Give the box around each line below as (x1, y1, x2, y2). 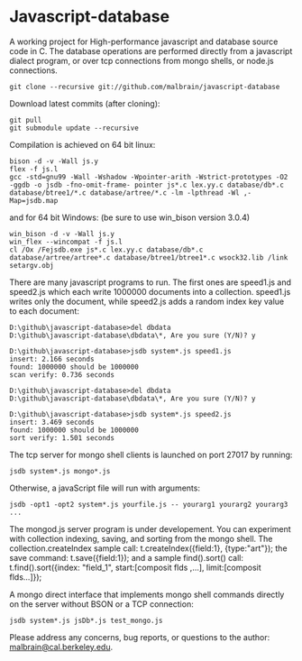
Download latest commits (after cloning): (9, 97, 160, 109)
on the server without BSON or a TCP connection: (9, 598, 194, 610)
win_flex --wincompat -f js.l (9, 237, 124, 246)
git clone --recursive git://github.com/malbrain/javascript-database (9, 82, 280, 91)
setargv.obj (9, 261, 54, 270)
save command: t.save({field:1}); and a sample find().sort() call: (9, 552, 243, 563)
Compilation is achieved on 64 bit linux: (9, 139, 156, 150)
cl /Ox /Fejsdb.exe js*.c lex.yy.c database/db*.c (9, 245, 204, 254)
